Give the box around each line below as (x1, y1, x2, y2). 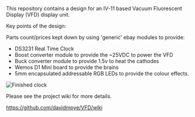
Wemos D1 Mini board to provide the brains (14, 64, 119, 71)
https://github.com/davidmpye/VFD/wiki (6, 104, 102, 111)
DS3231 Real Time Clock (14, 45, 74, 52)
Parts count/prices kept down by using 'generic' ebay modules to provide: (6, 34, 185, 40)
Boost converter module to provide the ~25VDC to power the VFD (14, 51, 174, 58)
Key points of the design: (6, 23, 66, 29)
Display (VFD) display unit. (6, 11, 70, 18)
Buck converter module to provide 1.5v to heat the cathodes (14, 58, 159, 64)
